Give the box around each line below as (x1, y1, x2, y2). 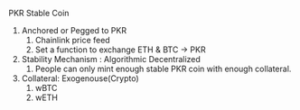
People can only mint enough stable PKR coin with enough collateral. (34, 63, 292, 74)
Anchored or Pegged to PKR (21, 25, 127, 35)
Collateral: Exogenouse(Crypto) (21, 73, 139, 84)
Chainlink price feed (34, 35, 110, 45)
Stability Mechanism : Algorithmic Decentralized (21, 54, 201, 64)
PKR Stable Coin (8, 8, 70, 18)
